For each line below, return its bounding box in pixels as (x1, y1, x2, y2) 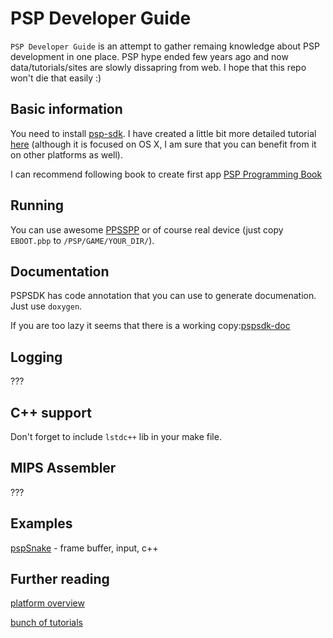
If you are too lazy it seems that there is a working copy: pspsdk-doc (10, 320, 291, 332)
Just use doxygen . (10, 300, 83, 312)
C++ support (10, 404, 92, 421)
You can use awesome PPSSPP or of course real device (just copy (10, 223, 284, 236)
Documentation (10, 263, 110, 280)
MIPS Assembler (10, 460, 117, 477)
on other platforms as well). (10, 148, 124, 161)
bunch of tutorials (10, 617, 83, 629)
